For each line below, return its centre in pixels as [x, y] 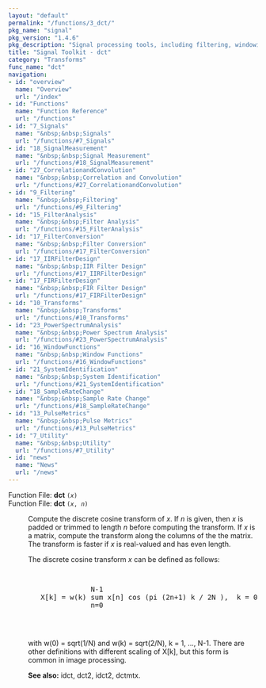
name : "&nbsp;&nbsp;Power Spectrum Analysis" [92, 333]
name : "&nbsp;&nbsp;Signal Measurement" [83, 155]
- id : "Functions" [38, 104]
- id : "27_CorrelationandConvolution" [72, 170]
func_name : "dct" [37, 67]
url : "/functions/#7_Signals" [65, 141]
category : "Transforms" [47, 60]
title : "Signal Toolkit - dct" [60, 52]
